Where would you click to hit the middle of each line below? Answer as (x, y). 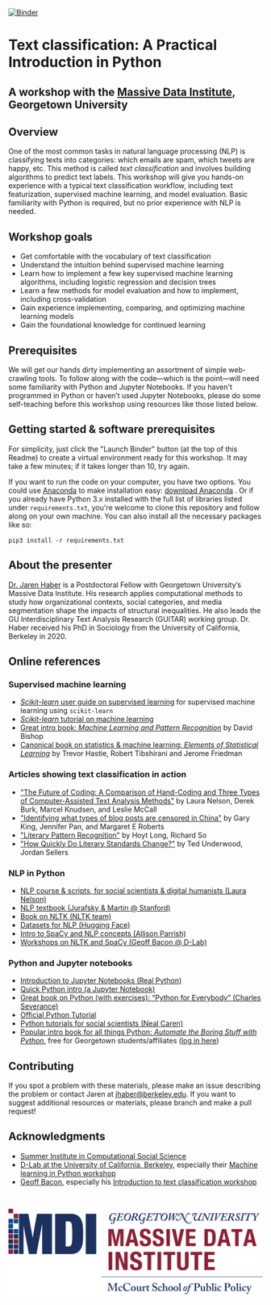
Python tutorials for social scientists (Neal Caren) (102, 1024)
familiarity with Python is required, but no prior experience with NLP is (125, 203)
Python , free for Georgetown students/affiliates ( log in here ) (119, 1041)
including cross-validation (63, 300)
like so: (20, 524)
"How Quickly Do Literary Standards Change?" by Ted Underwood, (131, 843)
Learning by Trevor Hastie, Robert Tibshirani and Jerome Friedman (131, 753)
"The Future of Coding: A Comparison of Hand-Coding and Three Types (140, 792)
